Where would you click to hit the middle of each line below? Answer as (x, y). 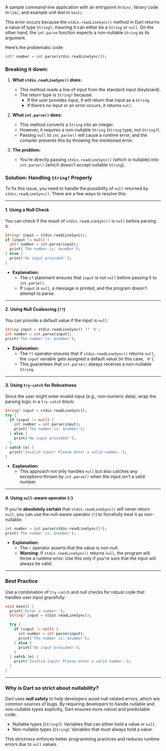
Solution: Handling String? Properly (49, 178)
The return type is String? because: (56, 95)
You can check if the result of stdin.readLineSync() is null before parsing (81, 221)
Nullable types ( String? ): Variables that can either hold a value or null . (84, 724)
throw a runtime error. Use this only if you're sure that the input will (88, 558)
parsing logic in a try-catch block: (40, 402)
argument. (16, 38)
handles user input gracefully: (36, 597)
